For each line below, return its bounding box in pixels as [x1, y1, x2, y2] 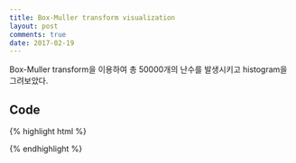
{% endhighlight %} [9, 143, 83, 154]
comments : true [9, 30, 67, 39]
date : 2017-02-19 [9, 38, 75, 48]
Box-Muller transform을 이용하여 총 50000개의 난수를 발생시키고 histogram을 [9, 64, 288, 75]
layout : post [9, 22, 59, 31]
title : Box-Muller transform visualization [9, 13, 176, 23]
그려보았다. [9, 76, 49, 86]
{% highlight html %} [9, 126, 88, 137]
